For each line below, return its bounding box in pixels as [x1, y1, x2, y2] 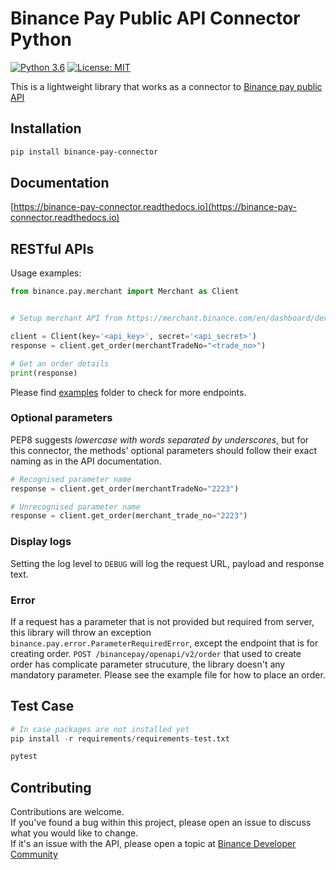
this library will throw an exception [10, 626, 152, 638]
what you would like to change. [10, 827, 139, 839]
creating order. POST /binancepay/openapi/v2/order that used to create [10, 647, 302, 659]
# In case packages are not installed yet [10, 724, 190, 734]
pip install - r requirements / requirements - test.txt [10, 733, 230, 744]
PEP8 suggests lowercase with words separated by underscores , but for [10, 433, 310, 446]
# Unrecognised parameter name [10, 502, 141, 512]
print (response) [10, 368, 78, 378]
